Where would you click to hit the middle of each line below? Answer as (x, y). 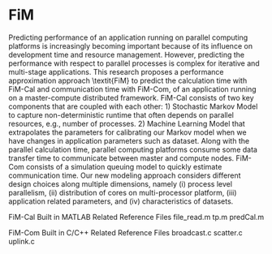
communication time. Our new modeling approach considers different (125, 175)
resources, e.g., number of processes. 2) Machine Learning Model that (127, 123)
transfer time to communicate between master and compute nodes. (121, 158)
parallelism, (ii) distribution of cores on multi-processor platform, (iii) (123, 192)
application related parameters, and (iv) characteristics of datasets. (121, 201)
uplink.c (22, 241)
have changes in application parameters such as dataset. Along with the (129, 140)
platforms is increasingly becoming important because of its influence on (131, 45)
